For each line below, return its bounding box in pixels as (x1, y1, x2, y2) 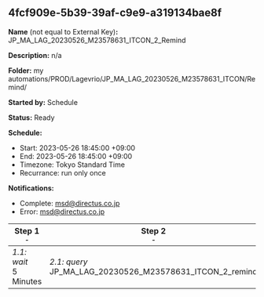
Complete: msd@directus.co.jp (19, 198, 120, 208)
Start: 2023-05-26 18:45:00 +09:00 (19, 143, 136, 152)
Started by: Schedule (8, 97, 79, 107)
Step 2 (141, 225, 167, 236)
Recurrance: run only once (19, 168, 106, 177)
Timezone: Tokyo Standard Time (19, 160, 126, 169)
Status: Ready (8, 113, 55, 122)
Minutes (12, 276, 42, 287)
